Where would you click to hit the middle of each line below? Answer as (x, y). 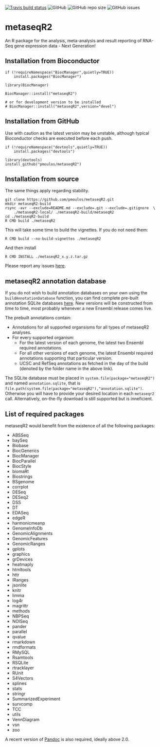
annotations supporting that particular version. (66, 358)
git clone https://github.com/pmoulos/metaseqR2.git (60, 200)
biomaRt (20, 471)
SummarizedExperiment (36, 699)
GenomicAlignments (32, 533)
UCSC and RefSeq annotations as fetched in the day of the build (84, 364)
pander (19, 626)
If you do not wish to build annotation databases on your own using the (76, 293)
